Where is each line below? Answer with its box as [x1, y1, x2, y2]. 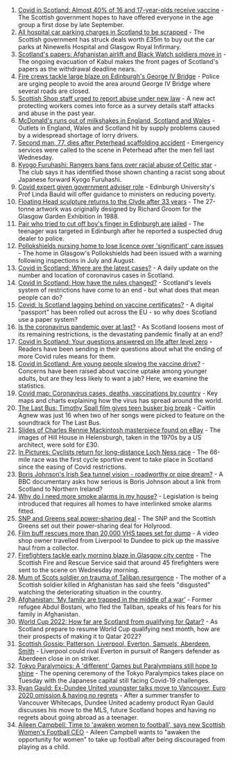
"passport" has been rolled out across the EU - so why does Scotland [17, 308, 217, 316]
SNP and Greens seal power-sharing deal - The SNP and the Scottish [17, 515, 216, 522]
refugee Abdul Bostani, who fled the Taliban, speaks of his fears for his [17, 603, 221, 611]
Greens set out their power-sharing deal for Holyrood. [17, 522, 172, 530]
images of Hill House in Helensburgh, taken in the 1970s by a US [17, 433, 202, 441]
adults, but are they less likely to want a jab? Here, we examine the [17, 374, 209, 382]
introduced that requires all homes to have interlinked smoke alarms [17, 499, 212, 508]
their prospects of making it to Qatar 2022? [17, 632, 141, 640]
